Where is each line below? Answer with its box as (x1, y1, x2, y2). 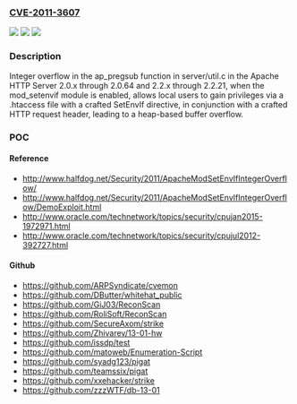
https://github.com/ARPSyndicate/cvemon (21, 279, 179, 290)
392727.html (21, 239, 69, 250)
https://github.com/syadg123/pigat (21, 356, 150, 366)
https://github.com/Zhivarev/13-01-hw (21, 327, 163, 338)
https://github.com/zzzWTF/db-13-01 (21, 384, 160, 395)
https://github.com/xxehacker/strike (21, 374, 155, 386)
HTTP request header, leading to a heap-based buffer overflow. (9, 108, 244, 119)
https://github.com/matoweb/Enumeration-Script (21, 347, 203, 357)
